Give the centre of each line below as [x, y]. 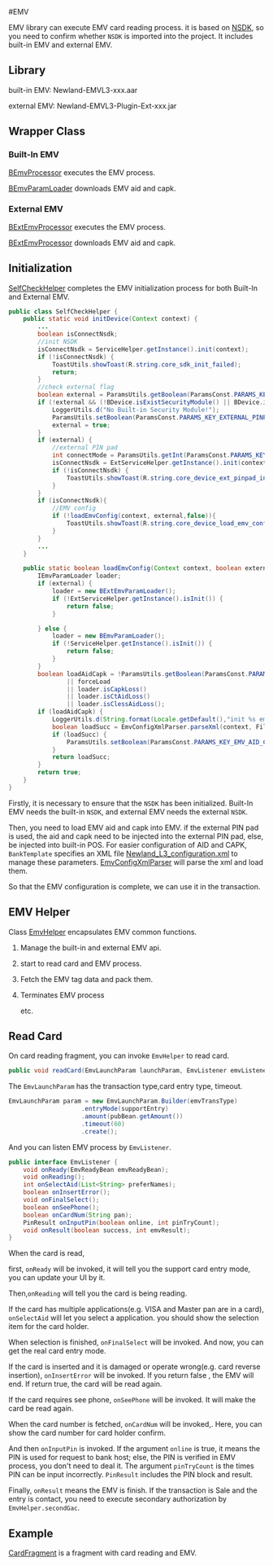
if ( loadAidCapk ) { [71, 712]
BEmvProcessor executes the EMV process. [82, 172]
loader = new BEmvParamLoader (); [108, 636]
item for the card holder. [49, 1327]
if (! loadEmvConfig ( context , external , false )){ [134, 516]
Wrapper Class [47, 132]
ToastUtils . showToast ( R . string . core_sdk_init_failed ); [147, 364]
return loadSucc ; [81, 757]
